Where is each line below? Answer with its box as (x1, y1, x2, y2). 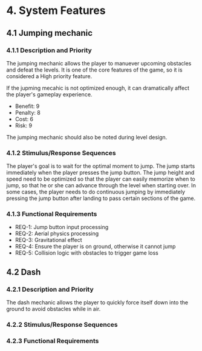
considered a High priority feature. (6, 72, 93, 79)
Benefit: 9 (15, 102, 40, 110)
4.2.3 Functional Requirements (6, 337, 99, 345)
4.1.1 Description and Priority (6, 46, 92, 55)
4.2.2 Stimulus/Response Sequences (6, 321, 118, 329)
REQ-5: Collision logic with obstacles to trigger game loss (15, 249, 158, 256)
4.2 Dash (6, 267, 41, 277)
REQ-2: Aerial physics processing (15, 230, 99, 237)
